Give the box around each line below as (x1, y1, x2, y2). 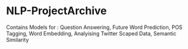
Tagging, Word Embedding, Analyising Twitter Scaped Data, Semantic (6, 30, 177, 37)
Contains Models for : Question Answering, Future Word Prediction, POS (6, 24, 183, 31)
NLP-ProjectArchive (6, 4, 107, 18)
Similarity (6, 36, 29, 43)
